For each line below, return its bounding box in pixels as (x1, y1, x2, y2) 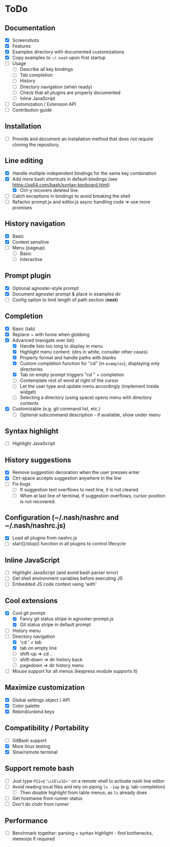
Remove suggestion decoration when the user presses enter (12, 469, 140, 475)
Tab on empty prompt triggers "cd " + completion (19, 372, 124, 378)
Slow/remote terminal (12, 749, 58, 755)
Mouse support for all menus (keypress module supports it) (12, 668, 138, 674)
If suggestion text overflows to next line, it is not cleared (19, 487, 139, 493)
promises (12, 204, 32, 211)
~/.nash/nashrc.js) (5, 521, 66, 530)
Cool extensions (5, 596, 58, 605)
